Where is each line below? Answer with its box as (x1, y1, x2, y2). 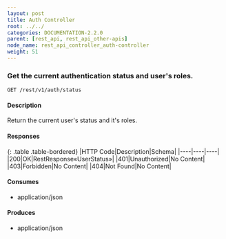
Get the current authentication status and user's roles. (7, 71, 194, 80)
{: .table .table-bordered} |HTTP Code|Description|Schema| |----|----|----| (7, 147, 220, 155)
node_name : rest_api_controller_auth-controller (7, 42, 150, 49)
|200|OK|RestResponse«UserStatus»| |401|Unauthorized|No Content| (7, 155, 205, 163)
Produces (7, 209, 36, 217)
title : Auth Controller (7, 16, 76, 23)
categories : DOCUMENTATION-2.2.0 (7, 29, 103, 36)
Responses (7, 132, 40, 140)
